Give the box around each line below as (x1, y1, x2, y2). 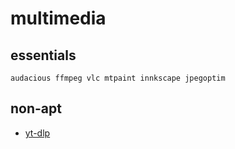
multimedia (10, 7, 107, 30)
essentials (10, 47, 77, 64)
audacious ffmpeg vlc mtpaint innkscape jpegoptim (10, 73, 226, 83)
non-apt (10, 100, 62, 117)
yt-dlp (24, 127, 51, 139)
